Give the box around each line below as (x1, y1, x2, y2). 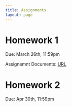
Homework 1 (5, 34, 59, 46)
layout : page (5, 12, 33, 17)
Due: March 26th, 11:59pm (5, 51, 60, 57)
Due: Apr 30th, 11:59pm (5, 96, 54, 102)
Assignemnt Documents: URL (5, 61, 67, 67)
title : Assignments (5, 7, 47, 13)
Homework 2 (5, 79, 60, 91)
